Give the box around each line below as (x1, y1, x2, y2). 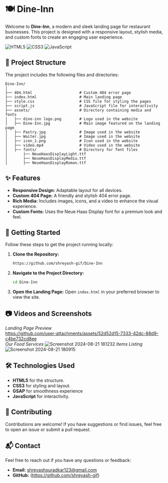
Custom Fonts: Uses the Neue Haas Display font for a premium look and (12, 208, 162, 214)
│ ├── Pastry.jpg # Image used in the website (5, 129, 140, 135)
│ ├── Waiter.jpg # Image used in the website (5, 134, 140, 139)
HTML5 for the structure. (12, 377, 65, 383)
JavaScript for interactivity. (12, 393, 70, 399)
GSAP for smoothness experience (12, 388, 83, 394)
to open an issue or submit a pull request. (5, 426, 91, 432)
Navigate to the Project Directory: (12, 270, 84, 276)
